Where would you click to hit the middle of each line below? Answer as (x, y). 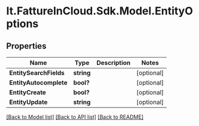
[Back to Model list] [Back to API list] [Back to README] (75, 117)
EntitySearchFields (37, 73)
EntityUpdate (28, 102)
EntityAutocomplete (38, 82)
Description (113, 63)
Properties (26, 46)
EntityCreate (28, 92)
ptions (22, 24)
